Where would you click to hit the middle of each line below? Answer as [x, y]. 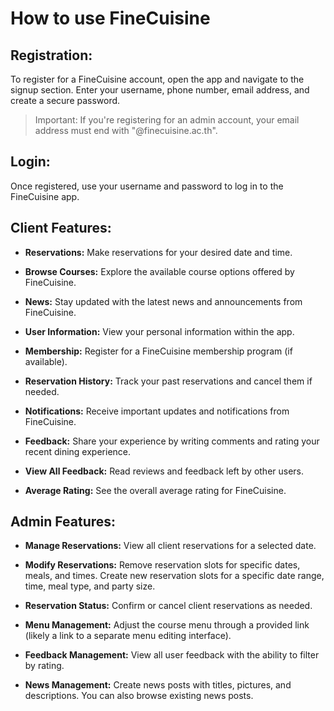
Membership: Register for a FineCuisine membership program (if [158, 351]
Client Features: [61, 228]
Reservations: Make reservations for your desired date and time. [158, 252]
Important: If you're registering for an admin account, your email [167, 120]
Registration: [51, 55]
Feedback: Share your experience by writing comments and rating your [172, 441]
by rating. [44, 666]
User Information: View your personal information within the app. [159, 331]
